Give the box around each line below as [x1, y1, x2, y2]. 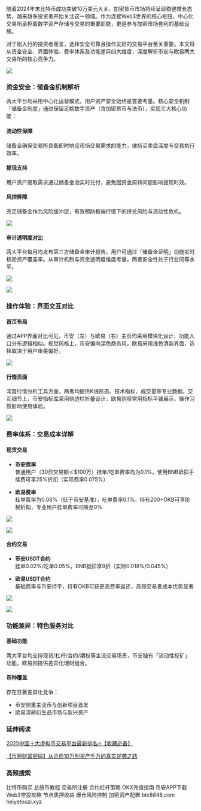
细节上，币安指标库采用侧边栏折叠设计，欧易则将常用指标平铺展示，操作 [11, 395, 190, 403]
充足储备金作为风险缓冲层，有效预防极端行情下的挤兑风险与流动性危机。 [6, 208, 184, 215]
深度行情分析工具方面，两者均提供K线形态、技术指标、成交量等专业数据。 [6, 388, 188, 395]
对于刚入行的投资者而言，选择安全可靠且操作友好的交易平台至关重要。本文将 [6, 41, 195, 47]
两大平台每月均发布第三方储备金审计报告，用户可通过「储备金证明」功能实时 [6, 248, 195, 255]
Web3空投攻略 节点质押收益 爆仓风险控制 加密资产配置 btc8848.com [6, 791, 175, 798]
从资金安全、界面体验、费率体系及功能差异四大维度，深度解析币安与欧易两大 [6, 48, 195, 55]
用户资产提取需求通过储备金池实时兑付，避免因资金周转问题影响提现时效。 [6, 178, 190, 185]
